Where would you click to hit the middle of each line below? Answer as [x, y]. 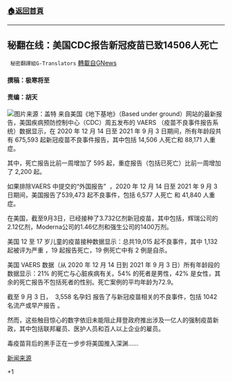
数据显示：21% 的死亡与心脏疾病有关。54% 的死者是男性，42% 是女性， [111, 273]
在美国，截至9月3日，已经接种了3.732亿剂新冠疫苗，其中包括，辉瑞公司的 [113, 218]
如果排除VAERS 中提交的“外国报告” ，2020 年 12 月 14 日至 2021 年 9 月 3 [112, 186]
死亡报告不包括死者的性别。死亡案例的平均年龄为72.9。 [98, 282]
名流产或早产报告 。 [35, 305]
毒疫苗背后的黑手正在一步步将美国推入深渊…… [73, 343]
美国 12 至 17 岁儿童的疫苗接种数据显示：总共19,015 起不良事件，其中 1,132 [113, 241]
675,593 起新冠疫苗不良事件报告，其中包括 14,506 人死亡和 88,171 [108, 139]
